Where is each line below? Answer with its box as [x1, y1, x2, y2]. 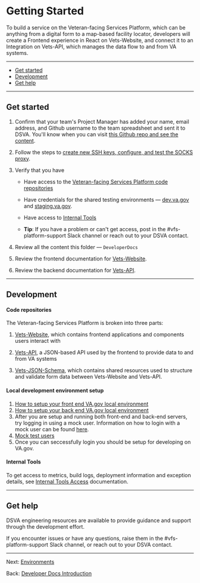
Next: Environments [6, 558, 55, 565]
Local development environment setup [6, 386, 104, 394]
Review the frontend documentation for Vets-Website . [14, 255, 147, 262]
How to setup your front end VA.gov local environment [14, 400, 149, 407]
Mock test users [14, 432, 55, 439]
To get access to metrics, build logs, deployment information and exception [6, 471, 192, 478]
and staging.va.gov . [23, 202, 73, 210]
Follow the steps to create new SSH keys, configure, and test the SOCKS [14, 148, 193, 156]
